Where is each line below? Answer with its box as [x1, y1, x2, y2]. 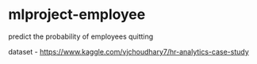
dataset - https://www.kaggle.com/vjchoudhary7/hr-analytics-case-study [8, 47, 250, 56]
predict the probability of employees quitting [8, 32, 154, 41]
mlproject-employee [8, 6, 146, 24]
